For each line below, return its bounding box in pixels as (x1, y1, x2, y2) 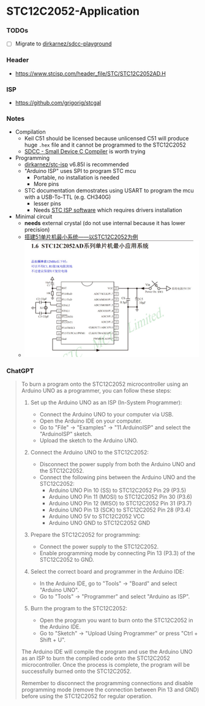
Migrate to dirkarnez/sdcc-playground (15, 40, 112, 47)
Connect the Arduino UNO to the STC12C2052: (30, 449, 149, 456)
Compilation (15, 128, 46, 136)
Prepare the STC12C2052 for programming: (30, 531, 141, 539)
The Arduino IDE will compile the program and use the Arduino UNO (21, 648, 193, 656)
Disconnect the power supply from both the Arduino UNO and (39, 461, 196, 468)
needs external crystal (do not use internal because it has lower (24, 220, 185, 227)
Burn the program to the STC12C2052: (30, 605, 127, 612)
